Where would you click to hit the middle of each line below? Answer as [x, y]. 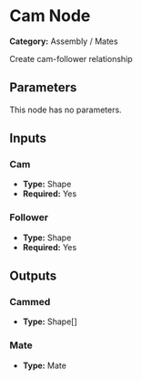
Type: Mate [44, 365]
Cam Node [50, 16]
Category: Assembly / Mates [64, 41]
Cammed [30, 302]
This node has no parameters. [66, 110]
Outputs [33, 276]
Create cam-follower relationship [71, 58]
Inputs [28, 138]
